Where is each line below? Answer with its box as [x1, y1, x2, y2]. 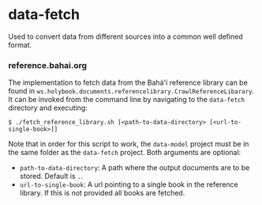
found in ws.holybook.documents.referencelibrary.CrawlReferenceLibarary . [8, 86, 255, 96]
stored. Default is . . [19, 172, 84, 181]
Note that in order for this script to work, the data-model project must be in [8, 139, 249, 149]
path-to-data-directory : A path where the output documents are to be [19, 163, 250, 173]
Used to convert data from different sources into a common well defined [8, 32, 243, 41]
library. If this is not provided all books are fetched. [19, 188, 185, 198]
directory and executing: [8, 103, 88, 112]
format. [8, 40, 32, 49]
